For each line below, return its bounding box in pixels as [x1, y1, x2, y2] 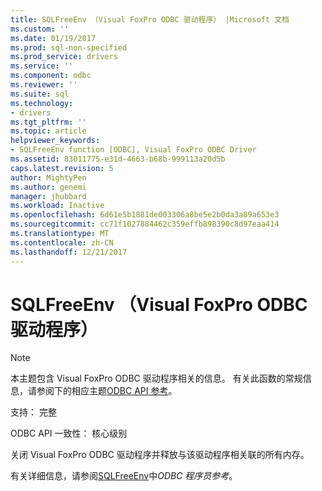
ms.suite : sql [10, 89, 70, 99]
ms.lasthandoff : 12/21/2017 [10, 247, 128, 257]
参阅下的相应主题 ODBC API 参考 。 [36, 385, 178, 397]
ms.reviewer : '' [10, 80, 78, 90]
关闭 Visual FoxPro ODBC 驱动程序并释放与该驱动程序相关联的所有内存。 [10, 449, 310, 461]
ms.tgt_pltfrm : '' [10, 117, 87, 127]
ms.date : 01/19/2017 [10, 33, 97, 43]
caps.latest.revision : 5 [10, 163, 114, 173]
